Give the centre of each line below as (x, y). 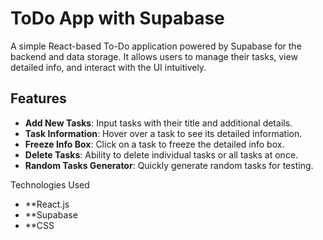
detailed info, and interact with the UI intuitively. (108, 67)
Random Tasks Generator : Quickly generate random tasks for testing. (169, 165)
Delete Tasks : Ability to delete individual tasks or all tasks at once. (161, 154)
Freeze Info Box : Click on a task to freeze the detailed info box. (154, 144)
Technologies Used (50, 184)
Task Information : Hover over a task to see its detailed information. (163, 133)
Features (38, 98)
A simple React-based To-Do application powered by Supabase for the (156, 46)
